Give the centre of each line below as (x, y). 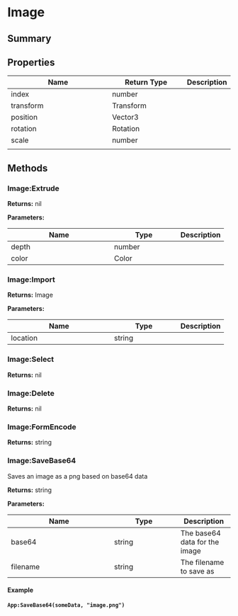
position (24, 118)
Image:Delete (31, 393)
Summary (29, 39)
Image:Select (31, 360)
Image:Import (31, 279)
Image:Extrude (34, 188)
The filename (202, 562)
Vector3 (126, 118)
